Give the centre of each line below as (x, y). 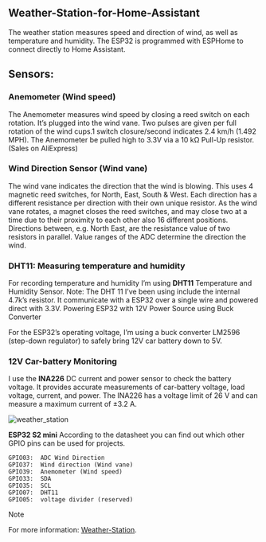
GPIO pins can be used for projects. (67, 443)
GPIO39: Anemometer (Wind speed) (66, 472)
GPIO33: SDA (30, 479)
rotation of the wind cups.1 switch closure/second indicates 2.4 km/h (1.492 (133, 131)
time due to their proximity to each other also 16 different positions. (118, 220)
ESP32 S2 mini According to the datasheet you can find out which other (127, 435)
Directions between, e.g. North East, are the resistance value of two (119, 228)
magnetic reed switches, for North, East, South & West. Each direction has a (133, 194)
